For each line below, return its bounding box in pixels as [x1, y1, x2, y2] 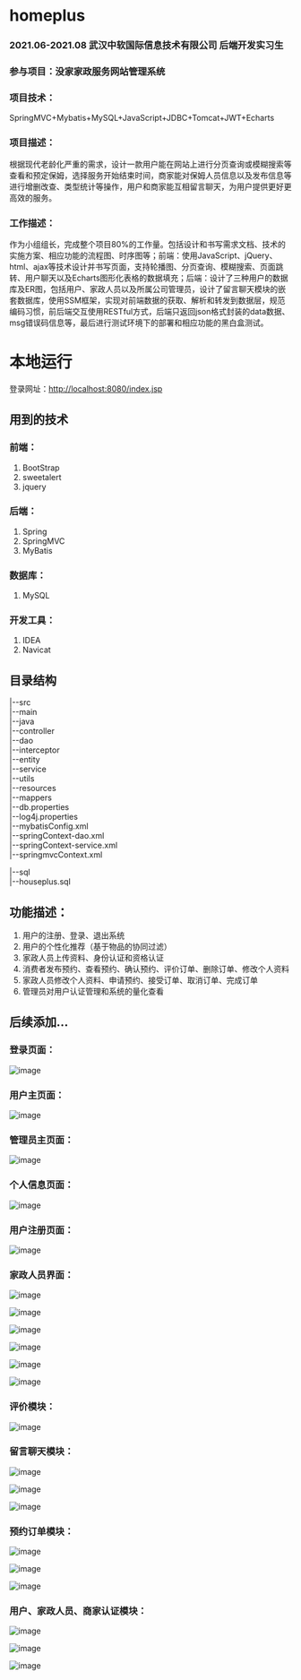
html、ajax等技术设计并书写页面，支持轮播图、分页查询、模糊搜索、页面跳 [9, 261, 284, 271]
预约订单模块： [9, 1525, 74, 1538]
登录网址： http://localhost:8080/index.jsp [9, 383, 163, 394]
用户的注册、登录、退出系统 [21, 930, 125, 941]
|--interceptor [9, 745, 60, 755]
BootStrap [21, 462, 60, 473]
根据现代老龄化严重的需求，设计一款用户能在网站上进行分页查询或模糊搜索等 [9, 159, 292, 169]
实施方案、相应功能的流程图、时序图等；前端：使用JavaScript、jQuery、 [9, 250, 278, 261]
